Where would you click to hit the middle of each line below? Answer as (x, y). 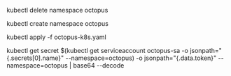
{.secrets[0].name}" (35, 58)
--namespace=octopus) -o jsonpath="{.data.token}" (141, 58)
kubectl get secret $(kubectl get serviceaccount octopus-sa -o (97, 51)
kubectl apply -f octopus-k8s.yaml (56, 37)
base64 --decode (98, 65)
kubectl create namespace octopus (58, 23)
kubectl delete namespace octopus (57, 10)
